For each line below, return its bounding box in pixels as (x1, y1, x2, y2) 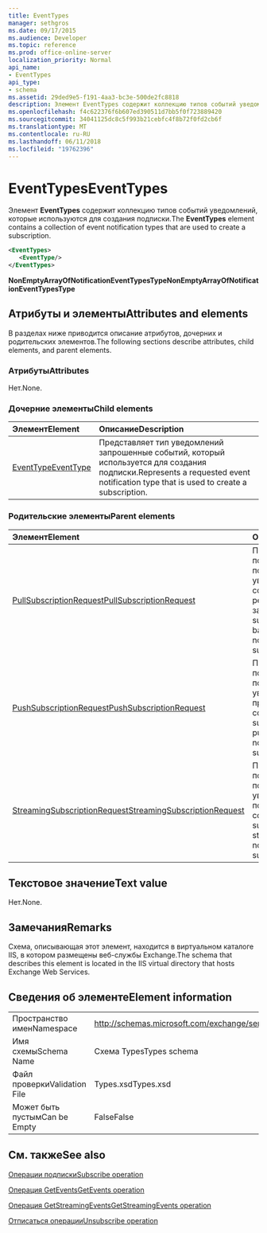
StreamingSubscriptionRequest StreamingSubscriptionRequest (12, 804, 245, 816)
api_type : (8, 78, 41, 86)
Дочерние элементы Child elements (8, 403, 153, 414)
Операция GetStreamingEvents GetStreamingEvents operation (8, 1200, 212, 1210)
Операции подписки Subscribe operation (8, 1169, 144, 1179)
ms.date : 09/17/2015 (8, 26, 77, 34)
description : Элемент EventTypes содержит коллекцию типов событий (8, 100, 237, 108)
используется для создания (99, 457, 207, 468)
